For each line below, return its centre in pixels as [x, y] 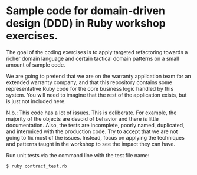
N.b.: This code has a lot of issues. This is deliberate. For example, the [91, 113]
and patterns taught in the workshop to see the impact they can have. [91, 144]
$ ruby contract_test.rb [37, 166]
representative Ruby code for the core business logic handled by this [90, 88]
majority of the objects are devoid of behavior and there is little [83, 118]
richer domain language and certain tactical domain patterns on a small [93, 58]
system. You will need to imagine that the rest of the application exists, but [96, 95]
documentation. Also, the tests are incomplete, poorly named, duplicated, [95, 125]
